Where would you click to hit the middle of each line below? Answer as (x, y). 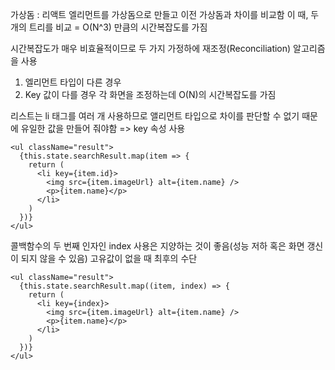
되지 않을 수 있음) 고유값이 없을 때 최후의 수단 (109, 258)
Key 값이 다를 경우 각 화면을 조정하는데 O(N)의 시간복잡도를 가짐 (150, 94)
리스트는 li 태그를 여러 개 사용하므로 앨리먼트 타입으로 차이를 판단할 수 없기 (155, 116)
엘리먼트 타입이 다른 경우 (73, 82)
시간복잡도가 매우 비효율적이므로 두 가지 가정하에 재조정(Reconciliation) (151, 48)
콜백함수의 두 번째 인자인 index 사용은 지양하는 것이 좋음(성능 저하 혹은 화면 (157, 246)
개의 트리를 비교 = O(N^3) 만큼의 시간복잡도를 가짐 (109, 27)
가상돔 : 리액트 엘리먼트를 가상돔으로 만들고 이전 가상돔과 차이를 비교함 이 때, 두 (165, 14)
